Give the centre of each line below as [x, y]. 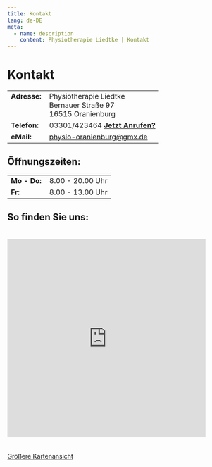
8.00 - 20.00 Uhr [78, 180]
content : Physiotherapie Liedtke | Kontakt [85, 40]
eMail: [21, 137]
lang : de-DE [25, 20]
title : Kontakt [30, 14]
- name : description [44, 33]
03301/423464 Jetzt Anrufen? [102, 125]
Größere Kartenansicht [40, 456]
